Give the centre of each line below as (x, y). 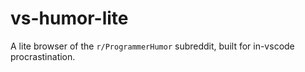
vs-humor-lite (69, 18)
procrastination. (43, 56)
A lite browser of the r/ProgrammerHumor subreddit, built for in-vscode (152, 46)
